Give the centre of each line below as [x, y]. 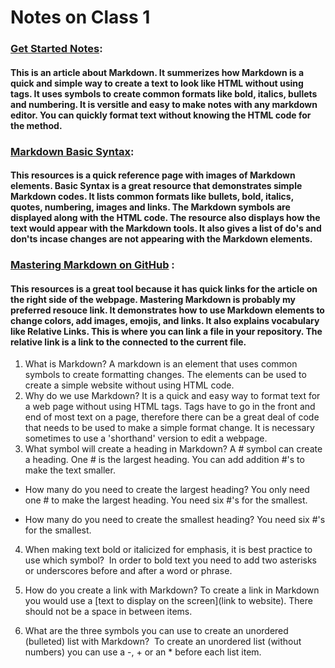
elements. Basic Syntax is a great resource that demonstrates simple [156, 186]
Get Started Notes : [56, 49]
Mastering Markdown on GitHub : [92, 265]
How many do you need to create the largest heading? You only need [167, 490]
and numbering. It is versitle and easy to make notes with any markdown [164, 104]
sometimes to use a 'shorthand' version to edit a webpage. [146, 438]
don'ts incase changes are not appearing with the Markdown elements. [161, 239]
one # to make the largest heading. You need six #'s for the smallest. [166, 500]
